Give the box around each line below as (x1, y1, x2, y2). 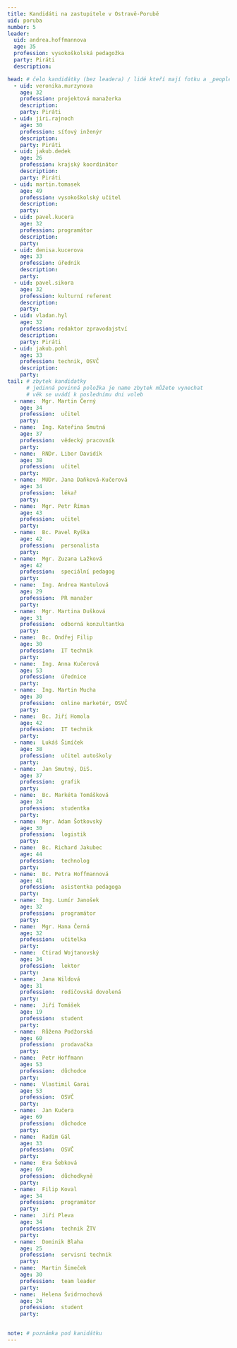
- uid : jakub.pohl (13, 345, 68, 352)
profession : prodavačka (20, 1041, 93, 1048)
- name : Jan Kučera (13, 1107, 74, 1114)
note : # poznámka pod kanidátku (7, 1330, 102, 1337)
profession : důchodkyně (20, 1172, 93, 1180)
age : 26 (20, 155, 42, 162)
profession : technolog (20, 857, 90, 864)
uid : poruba (7, 17, 42, 24)
